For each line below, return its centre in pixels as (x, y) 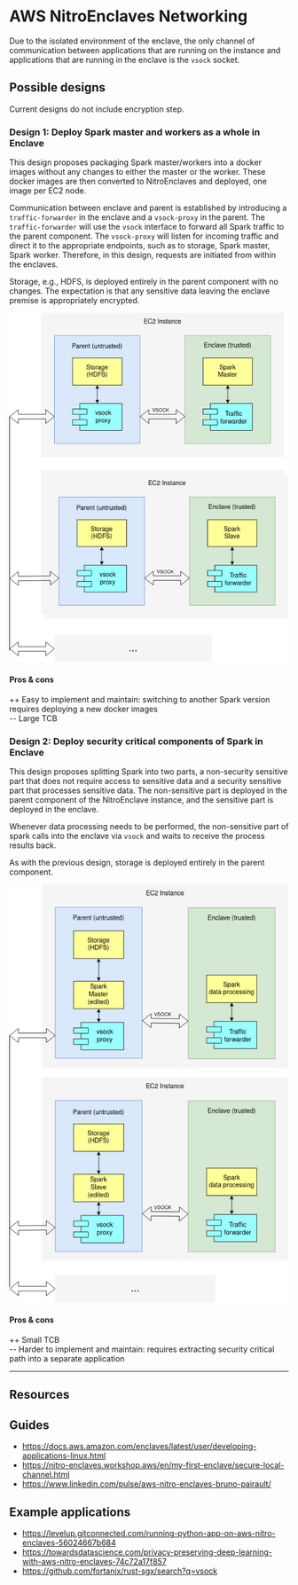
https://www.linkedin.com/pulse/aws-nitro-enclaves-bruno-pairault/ (147, 1484)
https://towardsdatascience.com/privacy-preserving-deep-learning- (147, 1552)
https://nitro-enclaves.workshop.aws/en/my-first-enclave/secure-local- (153, 1465)
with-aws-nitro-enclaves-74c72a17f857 (94, 1562)
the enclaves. (34, 264)
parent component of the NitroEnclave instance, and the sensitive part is (141, 800)
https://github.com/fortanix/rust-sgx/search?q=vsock (120, 1571)
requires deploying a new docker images (83, 709)
